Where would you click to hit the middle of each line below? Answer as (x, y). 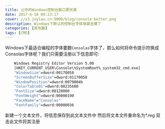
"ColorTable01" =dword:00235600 (46, 87)
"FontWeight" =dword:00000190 (44, 96)
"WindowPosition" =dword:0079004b (49, 82)
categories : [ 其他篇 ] (26, 28)
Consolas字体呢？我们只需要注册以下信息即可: (52, 54)
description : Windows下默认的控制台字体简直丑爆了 (53, 24)
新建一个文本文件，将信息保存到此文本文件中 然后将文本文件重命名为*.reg (80, 115)
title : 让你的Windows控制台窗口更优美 (41, 10)
